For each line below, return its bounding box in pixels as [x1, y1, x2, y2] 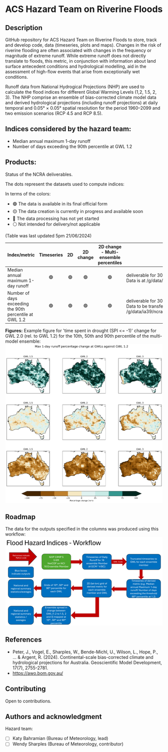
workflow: [5, 531, 26, 537]
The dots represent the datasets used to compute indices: [5, 181, 125, 187]
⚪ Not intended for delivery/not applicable [12, 221, 100, 227]
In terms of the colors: [5, 190, 51, 196]
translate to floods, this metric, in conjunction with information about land [5, 58, 156, 64]
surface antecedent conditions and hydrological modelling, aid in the [5, 64, 146, 69]
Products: [5, 158, 36, 166]
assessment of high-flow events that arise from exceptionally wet [5, 69, 140, 75]
